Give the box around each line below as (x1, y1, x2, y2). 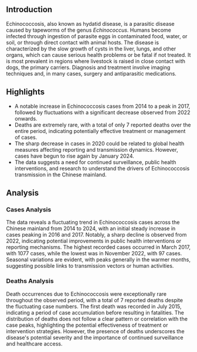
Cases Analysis (6, 205, 52, 213)
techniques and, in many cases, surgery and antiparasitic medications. (6, 70, 177, 77)
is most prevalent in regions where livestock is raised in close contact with (6, 57, 186, 64)
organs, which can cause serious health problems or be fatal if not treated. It (6, 51, 191, 58)
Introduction (6, 5, 53, 15)
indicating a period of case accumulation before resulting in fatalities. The (6, 309, 185, 316)
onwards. (14, 115, 38, 122)
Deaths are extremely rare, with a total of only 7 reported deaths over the (14, 121, 192, 128)
